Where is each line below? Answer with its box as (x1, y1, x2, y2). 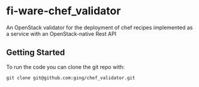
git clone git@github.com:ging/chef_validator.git (6, 74, 135, 81)
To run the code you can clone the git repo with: (6, 63, 125, 70)
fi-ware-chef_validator (6, 4, 121, 18)
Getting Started (6, 48, 65, 58)
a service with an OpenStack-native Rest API (6, 30, 117, 37)
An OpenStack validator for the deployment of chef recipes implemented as (6, 24, 193, 31)
